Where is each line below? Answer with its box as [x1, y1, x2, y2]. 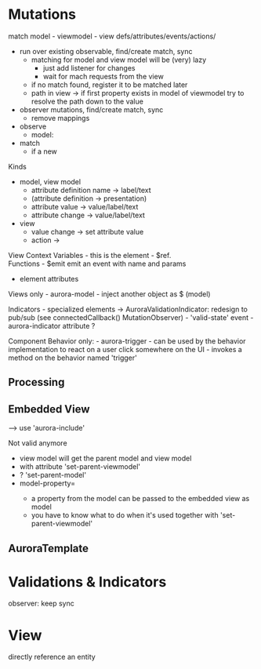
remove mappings [31, 113, 90, 122]
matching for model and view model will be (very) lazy [31, 55, 206, 64]
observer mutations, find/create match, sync [19, 104, 164, 115]
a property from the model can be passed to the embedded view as [31, 494, 250, 504]
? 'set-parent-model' [19, 471, 87, 480]
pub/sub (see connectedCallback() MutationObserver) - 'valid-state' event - [8, 312, 254, 322]
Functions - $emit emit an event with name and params [8, 259, 187, 268]
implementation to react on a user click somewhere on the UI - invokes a [8, 344, 243, 354]
